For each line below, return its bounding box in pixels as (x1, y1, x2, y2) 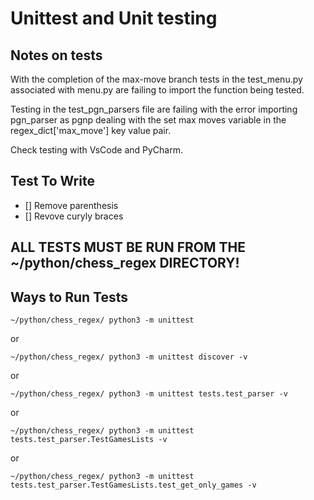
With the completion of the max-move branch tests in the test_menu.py (10, 73, 303, 85)
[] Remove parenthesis (24, 199, 119, 211)
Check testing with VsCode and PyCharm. (10, 144, 184, 156)
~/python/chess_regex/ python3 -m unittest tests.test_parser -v (10, 389, 288, 399)
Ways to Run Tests (10, 288, 128, 306)
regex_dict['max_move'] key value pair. (10, 125, 172, 136)
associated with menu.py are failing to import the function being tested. (10, 84, 305, 96)
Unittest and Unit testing (10, 7, 218, 30)
